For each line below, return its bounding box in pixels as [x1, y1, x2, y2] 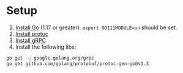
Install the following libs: [15, 43, 77, 50]
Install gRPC [15, 36, 47, 44]
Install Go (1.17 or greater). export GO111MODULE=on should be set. [15, 24, 177, 31]
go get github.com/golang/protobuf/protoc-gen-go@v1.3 [6, 60, 149, 67]
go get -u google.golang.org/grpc [6, 55, 95, 61]
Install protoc [15, 30, 49, 37]
